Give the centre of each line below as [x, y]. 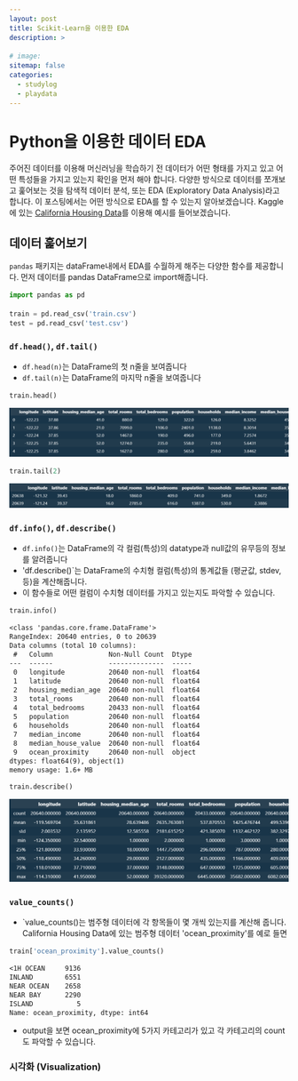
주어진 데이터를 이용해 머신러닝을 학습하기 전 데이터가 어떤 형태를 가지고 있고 [142, 168]
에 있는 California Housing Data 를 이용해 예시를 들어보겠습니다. [120, 212]
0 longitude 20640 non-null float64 [106, 672]
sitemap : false [37, 66]
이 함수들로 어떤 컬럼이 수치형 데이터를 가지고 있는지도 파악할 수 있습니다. [149, 593]
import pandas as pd [47, 295]
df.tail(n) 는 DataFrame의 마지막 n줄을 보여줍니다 [111, 378]
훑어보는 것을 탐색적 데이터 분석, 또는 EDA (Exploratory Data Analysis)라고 [149, 190]
